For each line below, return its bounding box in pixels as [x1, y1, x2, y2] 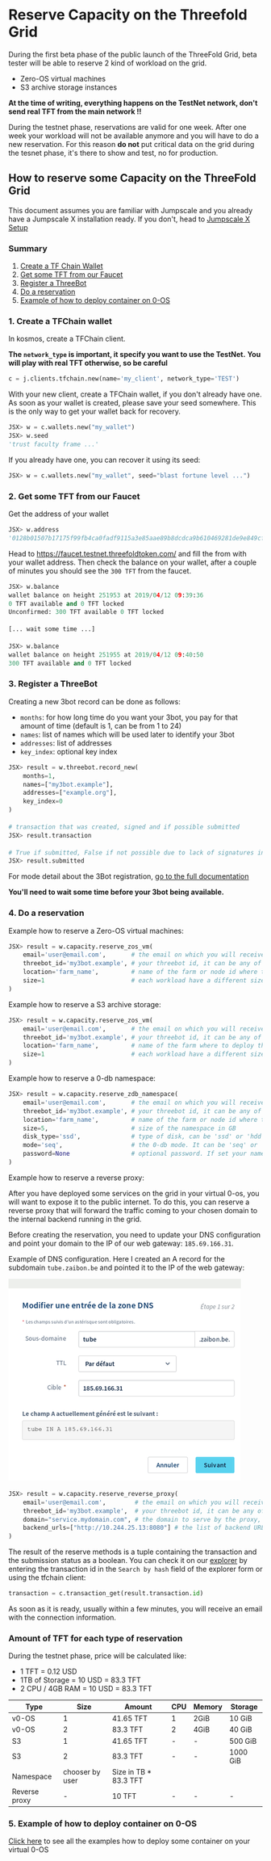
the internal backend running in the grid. [8, 1214, 142, 1224]
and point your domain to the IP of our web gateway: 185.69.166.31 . [8, 1238, 234, 1248]
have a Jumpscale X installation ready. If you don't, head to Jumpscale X [8, 214, 251, 224]
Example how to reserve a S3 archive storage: [8, 999, 161, 1009]
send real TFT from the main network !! [8, 107, 142, 116]
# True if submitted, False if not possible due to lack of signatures [8, 848, 254, 857]
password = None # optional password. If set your [23, 1149, 248, 1158]
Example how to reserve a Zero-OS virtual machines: [8, 926, 184, 935]
